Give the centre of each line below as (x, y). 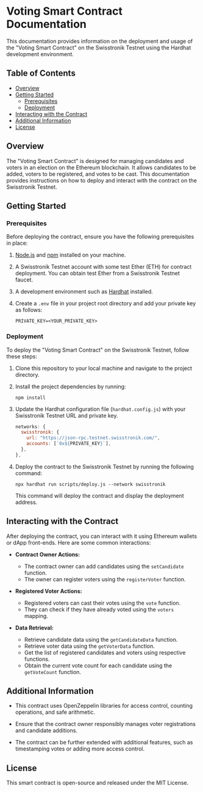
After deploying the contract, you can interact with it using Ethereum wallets (101, 536)
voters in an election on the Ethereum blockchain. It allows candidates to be (101, 167)
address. (26, 502)
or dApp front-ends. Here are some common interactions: (79, 542)
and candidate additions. (46, 730)
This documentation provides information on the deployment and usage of (100, 41)
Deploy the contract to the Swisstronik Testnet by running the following (104, 467)
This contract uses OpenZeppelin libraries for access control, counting (104, 706)
